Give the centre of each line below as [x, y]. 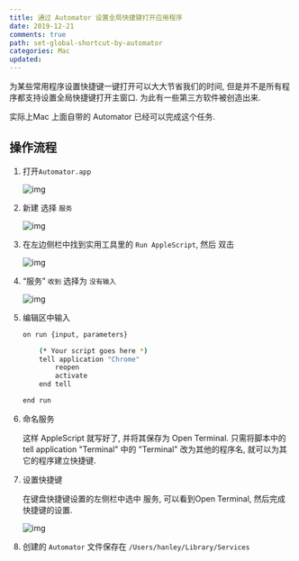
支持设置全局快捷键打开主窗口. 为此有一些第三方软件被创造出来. [143, 97]
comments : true [38, 34]
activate [72, 376]
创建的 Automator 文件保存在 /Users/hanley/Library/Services [136, 547]
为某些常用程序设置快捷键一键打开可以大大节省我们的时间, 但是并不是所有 [145, 86]
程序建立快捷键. [67, 460]
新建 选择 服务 [47, 207]
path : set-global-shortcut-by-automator [86, 43]
